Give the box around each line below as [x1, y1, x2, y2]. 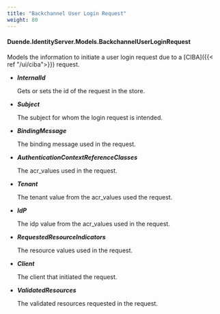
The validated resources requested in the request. [16, 299, 159, 307]
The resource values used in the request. [16, 246, 133, 254]
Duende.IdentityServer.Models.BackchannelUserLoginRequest [7, 38, 191, 46]
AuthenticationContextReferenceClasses [16, 153, 138, 161]
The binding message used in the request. [16, 140, 137, 148]
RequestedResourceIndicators [16, 232, 106, 241]
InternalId [16, 73, 46, 82]
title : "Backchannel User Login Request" [7, 10, 127, 17]
